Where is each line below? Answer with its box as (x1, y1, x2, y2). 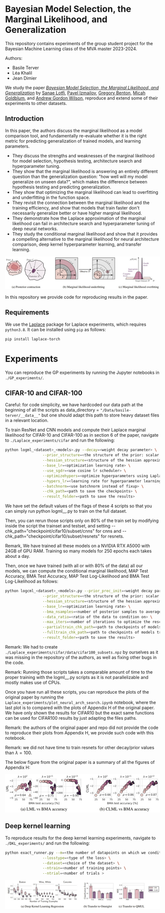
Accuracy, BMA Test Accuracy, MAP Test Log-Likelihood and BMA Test (5, 573, 150, 579)
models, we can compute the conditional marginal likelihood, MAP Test (5, 568, 148, 574)
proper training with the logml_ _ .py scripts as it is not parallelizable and (5, 674, 149, 680)
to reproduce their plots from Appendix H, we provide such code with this (5, 730, 154, 735)
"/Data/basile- (100, 408, 132, 413)
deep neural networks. (12, 226, 58, 232)
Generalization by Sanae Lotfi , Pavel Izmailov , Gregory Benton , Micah (5, 90, 146, 96)
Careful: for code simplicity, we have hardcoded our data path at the (5, 402, 143, 408)
